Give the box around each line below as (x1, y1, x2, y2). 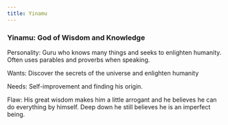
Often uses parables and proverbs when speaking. (7, 56, 150, 64)
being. (7, 110, 25, 118)
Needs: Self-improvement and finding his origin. (7, 82, 143, 90)
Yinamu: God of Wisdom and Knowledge (7, 32, 146, 42)
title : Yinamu (7, 10, 48, 17)
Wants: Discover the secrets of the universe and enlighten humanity (7, 69, 199, 77)
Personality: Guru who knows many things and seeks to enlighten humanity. (7, 48, 222, 56)
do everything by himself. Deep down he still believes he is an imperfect (7, 102, 211, 111)
